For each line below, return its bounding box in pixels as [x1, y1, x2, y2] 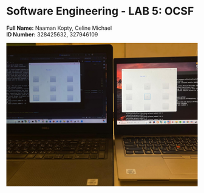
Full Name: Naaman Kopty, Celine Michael [6, 24, 112, 32]
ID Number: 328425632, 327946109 [6, 30, 98, 38]
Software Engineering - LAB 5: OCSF [6, 4, 194, 18]
